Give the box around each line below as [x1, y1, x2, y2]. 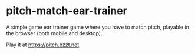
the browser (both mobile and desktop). [6, 29, 103, 36]
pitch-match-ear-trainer [6, 4, 128, 18]
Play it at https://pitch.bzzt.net [6, 41, 80, 48]
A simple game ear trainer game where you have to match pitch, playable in [6, 23, 190, 31]
